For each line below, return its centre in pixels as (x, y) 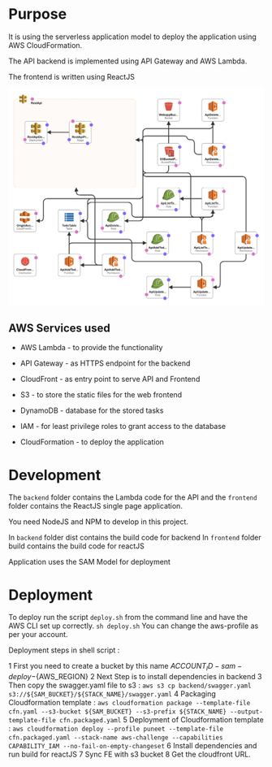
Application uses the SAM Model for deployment (89, 562)
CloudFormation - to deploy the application (92, 442)
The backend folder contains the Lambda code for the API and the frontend (133, 497)
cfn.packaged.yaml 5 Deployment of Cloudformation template (162, 720)
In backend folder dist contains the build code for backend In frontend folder (135, 538)
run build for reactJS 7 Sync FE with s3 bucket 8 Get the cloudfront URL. (130, 754)
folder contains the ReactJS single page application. (95, 506)
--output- (247, 712)
